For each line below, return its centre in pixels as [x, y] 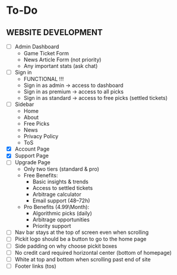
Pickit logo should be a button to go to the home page [80, 239]
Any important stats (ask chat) [61, 66]
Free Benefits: [41, 176]
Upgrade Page [32, 162]
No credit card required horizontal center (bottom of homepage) [93, 252]
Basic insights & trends [61, 182]
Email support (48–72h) [61, 201]
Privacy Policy [41, 136]
